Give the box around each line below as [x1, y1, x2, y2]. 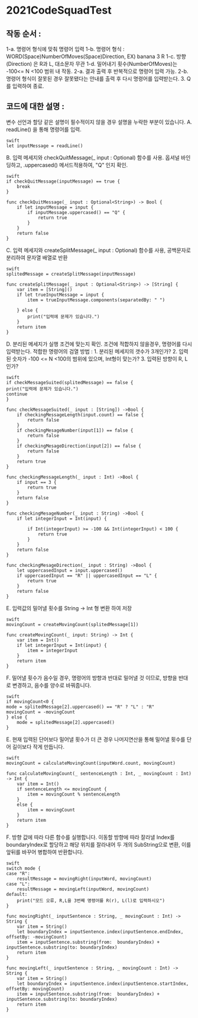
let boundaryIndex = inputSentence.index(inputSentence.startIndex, [17, 981, 189, 987]
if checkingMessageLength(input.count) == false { [17, 411, 144, 418]
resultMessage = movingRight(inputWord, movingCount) [17, 876, 152, 882]
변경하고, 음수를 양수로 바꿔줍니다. [12, 681, 92, 688]
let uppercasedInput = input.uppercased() [17, 567, 123, 573]
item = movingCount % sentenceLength [27, 791, 120, 797]
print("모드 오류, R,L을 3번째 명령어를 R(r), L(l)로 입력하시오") [17, 898, 165, 904]
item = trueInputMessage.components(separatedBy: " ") [27, 297, 165, 303]
